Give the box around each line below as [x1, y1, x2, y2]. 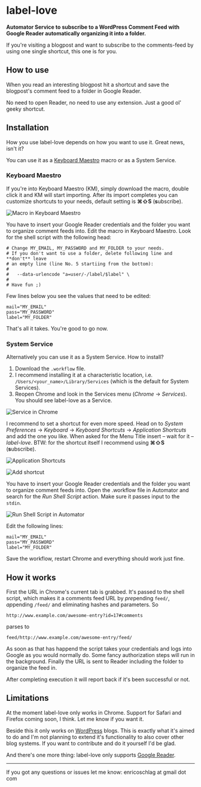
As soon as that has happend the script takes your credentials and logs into [6, 645, 193, 652]
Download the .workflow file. [14, 365, 86, 372]
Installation [6, 123, 49, 133]
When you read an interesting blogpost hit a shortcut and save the [6, 81, 169, 88]
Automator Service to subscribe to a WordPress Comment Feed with [6, 23, 180, 31]
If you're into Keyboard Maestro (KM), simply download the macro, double [6, 185, 189, 192]
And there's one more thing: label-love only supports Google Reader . [6, 751, 176, 758]
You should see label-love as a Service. [14, 397, 112, 404]
